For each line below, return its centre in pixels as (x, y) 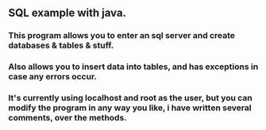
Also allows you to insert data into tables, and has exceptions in (133, 67)
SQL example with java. (67, 13)
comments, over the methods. (67, 118)
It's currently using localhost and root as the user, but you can (130, 98)
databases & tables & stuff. (61, 45)
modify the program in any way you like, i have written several (130, 108)
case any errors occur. (53, 77)
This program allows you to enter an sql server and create (122, 36)
